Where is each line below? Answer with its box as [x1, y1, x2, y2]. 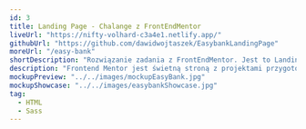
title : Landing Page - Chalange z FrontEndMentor [9, 22, 202, 31]
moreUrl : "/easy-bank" [9, 47, 96, 56]
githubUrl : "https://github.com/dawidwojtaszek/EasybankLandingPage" [9, 38, 280, 48]
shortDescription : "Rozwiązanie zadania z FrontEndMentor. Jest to [9, 55, 271, 64]
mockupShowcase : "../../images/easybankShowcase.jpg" [9, 81, 219, 90]
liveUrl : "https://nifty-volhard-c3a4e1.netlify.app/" [9, 30, 222, 39]
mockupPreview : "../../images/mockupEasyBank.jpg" [9, 73, 206, 82]
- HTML [17, 97, 43, 107]
